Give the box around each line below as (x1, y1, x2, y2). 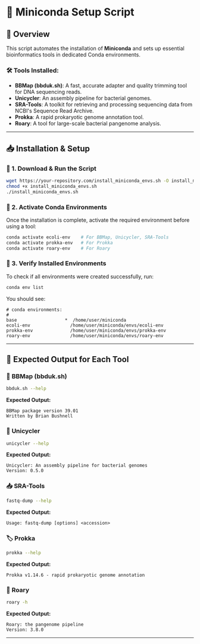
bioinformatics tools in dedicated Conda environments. (6, 51, 141, 58)
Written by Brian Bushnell (6, 413, 73, 419)
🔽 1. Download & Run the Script (6, 164, 97, 172)
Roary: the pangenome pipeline (6, 621, 84, 627)
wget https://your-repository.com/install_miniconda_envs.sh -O (6, 178, 169, 184)
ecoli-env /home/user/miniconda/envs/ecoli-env (6, 322, 164, 328)
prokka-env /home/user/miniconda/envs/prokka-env (6, 327, 167, 334)
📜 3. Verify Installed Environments (6, 259, 107, 268)
